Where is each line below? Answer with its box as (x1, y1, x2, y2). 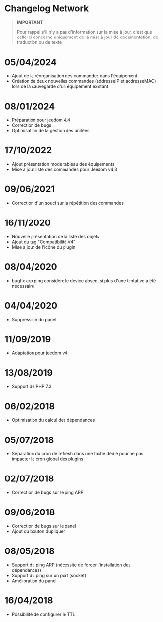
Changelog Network (4, 3, 89, 14)
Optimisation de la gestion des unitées (11, 127, 90, 133)
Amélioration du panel (11, 578, 57, 584)
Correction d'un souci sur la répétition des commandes (11, 200, 124, 206)
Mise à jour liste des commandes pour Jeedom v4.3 (11, 166, 117, 172)
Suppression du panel (11, 316, 57, 322)
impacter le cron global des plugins (11, 456, 84, 462)
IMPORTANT (16, 19, 43, 25)
